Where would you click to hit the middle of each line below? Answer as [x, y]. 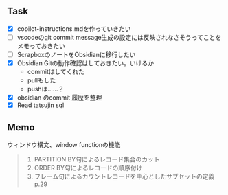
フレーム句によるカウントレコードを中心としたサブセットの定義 [124, 176]
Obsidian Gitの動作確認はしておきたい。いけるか [85, 63]
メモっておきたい [41, 46]
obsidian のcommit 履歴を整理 [59, 97]
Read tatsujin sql [41, 105]
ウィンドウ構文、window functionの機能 [64, 145]
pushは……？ [46, 89]
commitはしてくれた [56, 72]
